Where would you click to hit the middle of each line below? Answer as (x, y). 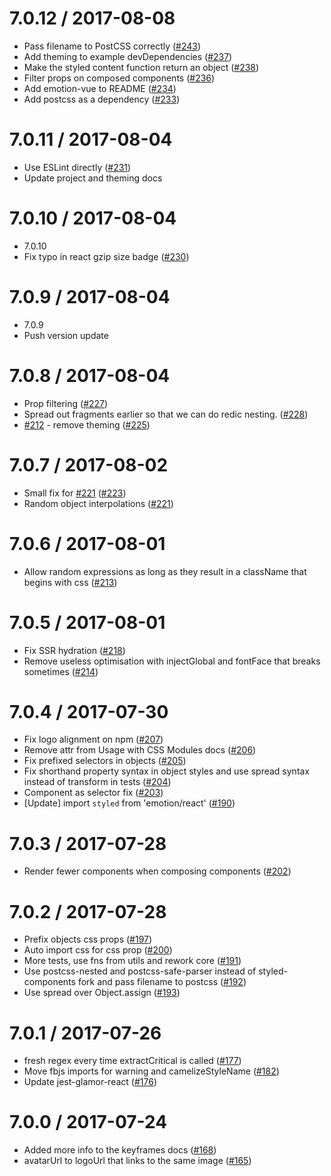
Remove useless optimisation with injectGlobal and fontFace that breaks (172, 661)
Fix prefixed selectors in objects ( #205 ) (105, 761)
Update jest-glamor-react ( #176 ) (90, 1082)
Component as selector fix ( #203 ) (93, 793)
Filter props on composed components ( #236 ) (119, 78)
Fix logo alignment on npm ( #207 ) (93, 739)
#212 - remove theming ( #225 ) (87, 424)
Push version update (66, 335)
